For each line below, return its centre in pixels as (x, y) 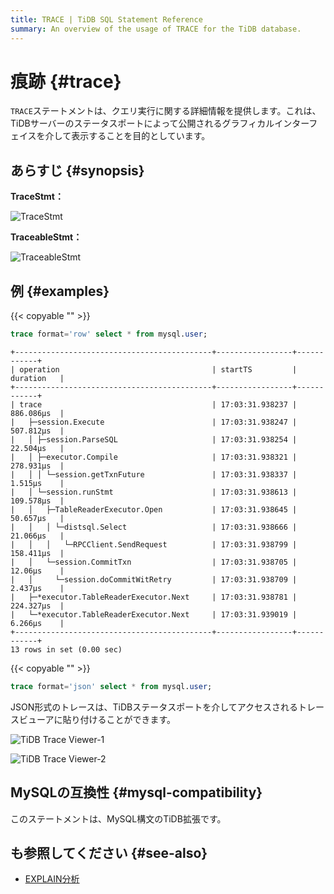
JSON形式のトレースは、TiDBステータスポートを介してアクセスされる (154, 707)
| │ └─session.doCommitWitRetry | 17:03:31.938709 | (154, 579)
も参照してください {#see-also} (109, 853)
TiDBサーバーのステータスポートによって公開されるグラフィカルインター (160, 123)
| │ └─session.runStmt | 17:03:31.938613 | (154, 492)
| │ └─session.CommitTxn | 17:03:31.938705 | (154, 562)
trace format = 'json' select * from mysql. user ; (111, 686)
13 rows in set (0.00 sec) (66, 649)
